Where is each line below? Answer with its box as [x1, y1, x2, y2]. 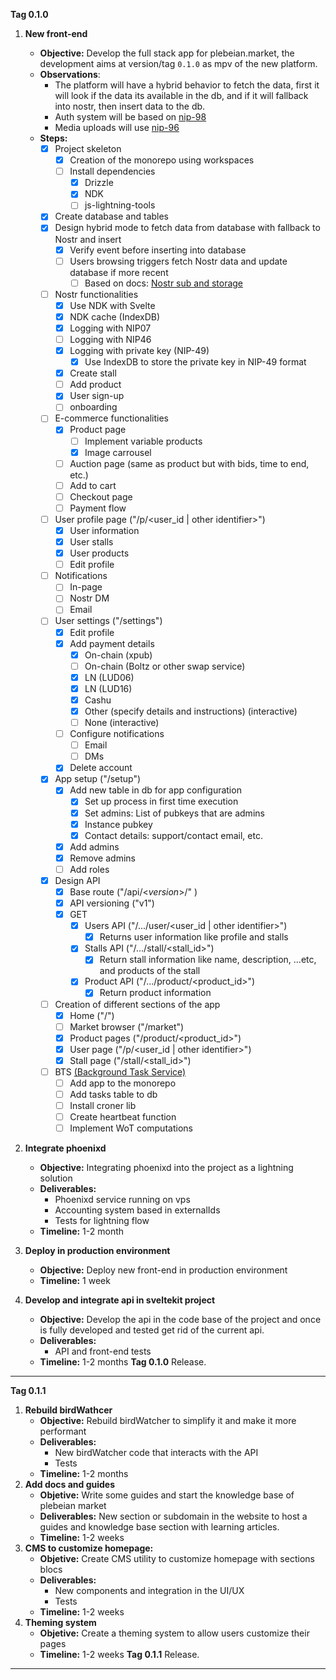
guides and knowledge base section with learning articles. [39, 1521, 280, 1533]
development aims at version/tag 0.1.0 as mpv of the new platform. [39, 58, 318, 69]
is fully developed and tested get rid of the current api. [39, 1324, 265, 1336]
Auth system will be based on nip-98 [54, 111, 207, 123]
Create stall [69, 367, 117, 379]
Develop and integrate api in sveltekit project [24, 1294, 216, 1306]
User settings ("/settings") [54, 615, 163, 627]
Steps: [39, 132, 68, 144]
